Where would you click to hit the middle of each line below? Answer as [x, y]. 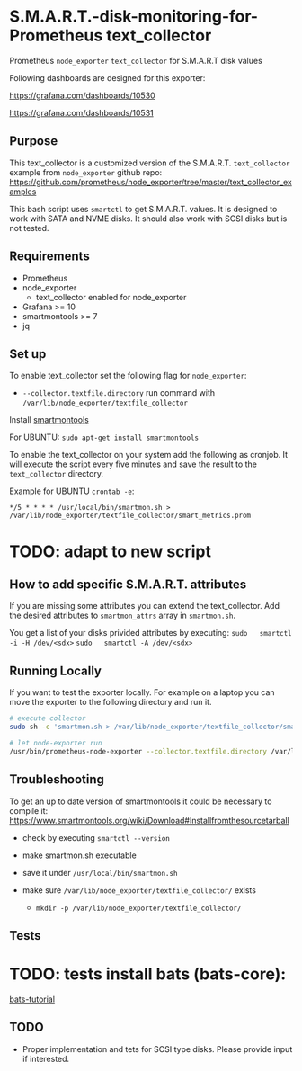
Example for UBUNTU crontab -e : [72, 491]
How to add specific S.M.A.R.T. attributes [128, 584]
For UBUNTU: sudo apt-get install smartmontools [104, 437]
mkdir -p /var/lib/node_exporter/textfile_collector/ [138, 908]
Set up [28, 354]
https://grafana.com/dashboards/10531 [82, 112]
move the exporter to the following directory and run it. [111, 702]
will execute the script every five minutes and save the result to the [133, 464]
